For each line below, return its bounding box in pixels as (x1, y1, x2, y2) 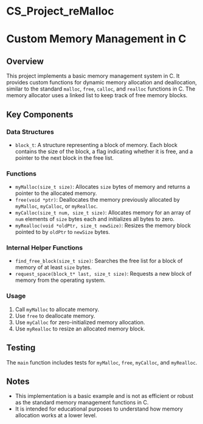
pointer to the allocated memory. (15, 190, 97, 197)
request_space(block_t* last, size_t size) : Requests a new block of (15, 270, 192, 278)
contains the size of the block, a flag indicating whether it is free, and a (15, 148, 193, 155)
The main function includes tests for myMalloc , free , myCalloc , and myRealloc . (6, 358, 198, 366)
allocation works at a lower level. (15, 412, 97, 419)
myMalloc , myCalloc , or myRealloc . (15, 202, 98, 210)
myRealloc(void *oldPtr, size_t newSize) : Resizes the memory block (15, 222, 191, 229)
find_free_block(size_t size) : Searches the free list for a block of (15, 257, 184, 265)
